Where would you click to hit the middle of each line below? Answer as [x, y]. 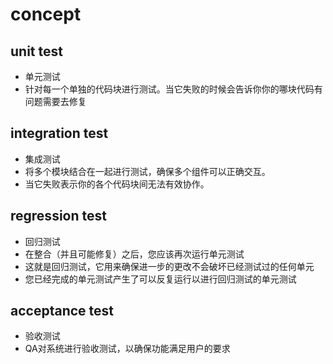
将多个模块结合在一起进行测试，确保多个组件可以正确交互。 [147, 171]
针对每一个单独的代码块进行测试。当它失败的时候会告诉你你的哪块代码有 [173, 89]
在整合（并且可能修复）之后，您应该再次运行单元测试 [134, 254]
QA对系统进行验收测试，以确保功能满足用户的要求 [127, 349]
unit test [36, 51]
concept [46, 14]
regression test [58, 216]
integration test [59, 133]
